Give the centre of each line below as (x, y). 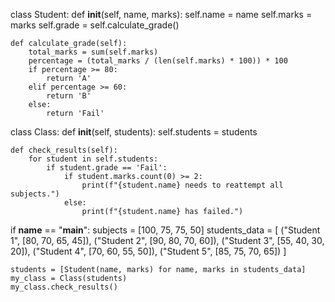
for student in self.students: (93, 159)
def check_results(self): (64, 150)
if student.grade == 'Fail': (107, 168)
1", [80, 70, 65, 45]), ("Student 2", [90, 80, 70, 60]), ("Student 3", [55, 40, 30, (167, 240)
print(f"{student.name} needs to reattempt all (182, 185)
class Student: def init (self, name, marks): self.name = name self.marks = (161, 14)
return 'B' (69, 96)
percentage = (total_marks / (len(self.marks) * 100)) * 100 (158, 61)
